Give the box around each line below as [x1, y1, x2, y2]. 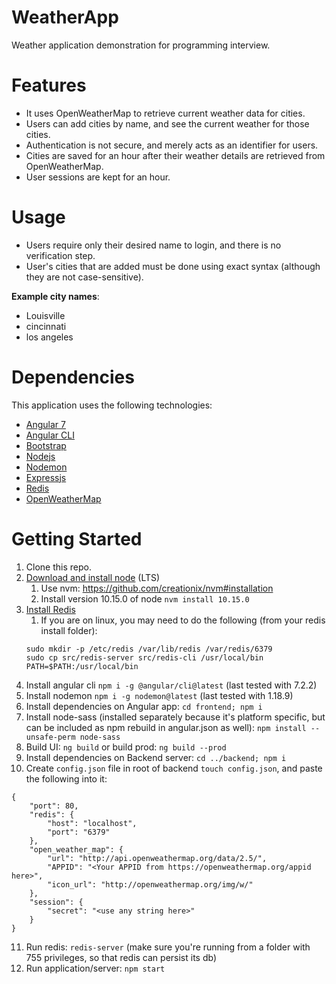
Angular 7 [25, 418, 66, 430]
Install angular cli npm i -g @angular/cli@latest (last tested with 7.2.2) [25, 679, 318, 691]
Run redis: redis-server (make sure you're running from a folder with [25, 941, 311, 953]
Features [11, 74, 87, 97]
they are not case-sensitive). [25, 271, 144, 283]
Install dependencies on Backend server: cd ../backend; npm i [25, 751, 287, 763]
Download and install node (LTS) [25, 571, 161, 583]
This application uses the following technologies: [11, 399, 213, 411]
